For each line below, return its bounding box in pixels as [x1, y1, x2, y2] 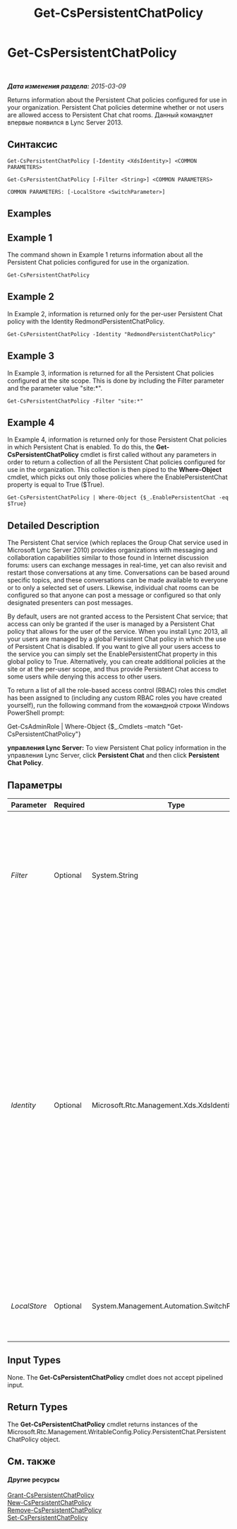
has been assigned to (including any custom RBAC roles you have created [7, 693, 222, 702]
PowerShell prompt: [7, 709, 65, 717]
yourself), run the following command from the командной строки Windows [7, 701, 230, 710]
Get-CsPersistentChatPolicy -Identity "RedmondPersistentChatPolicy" [7, 330, 217, 337]
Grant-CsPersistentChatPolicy [7, 1491, 95, 1499]
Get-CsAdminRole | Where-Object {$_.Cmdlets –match [7, 722, 166, 731]
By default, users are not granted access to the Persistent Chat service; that [7, 612, 228, 621]
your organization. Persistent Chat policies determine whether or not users [7, 103, 224, 111]
